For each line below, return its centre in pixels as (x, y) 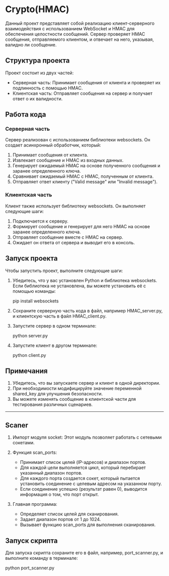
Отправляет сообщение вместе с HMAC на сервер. (68, 237)
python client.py (29, 355)
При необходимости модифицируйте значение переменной (77, 388)
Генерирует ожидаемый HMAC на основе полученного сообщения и (86, 166)
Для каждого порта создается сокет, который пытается (80, 479)
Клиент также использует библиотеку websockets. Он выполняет (75, 206)
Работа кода (26, 115)
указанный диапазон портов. (51, 473)
